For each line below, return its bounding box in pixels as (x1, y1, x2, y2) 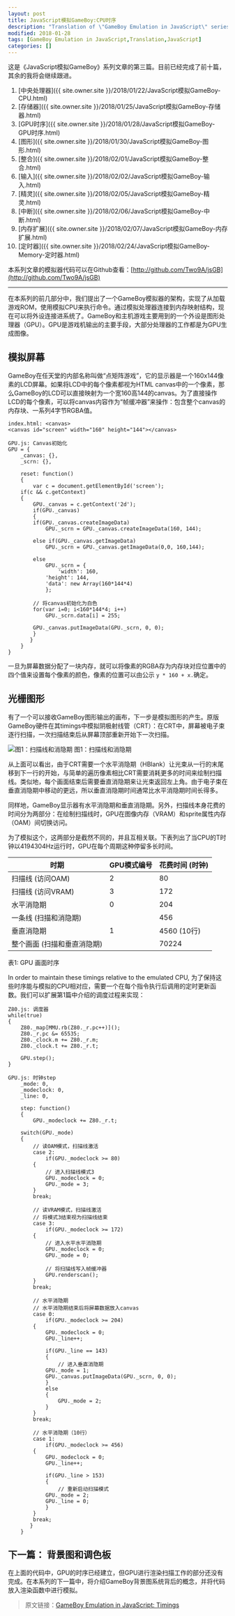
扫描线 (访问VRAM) (11, 887, 75, 897)
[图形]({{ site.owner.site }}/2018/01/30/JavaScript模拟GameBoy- (17, 137, 203, 145)
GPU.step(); (20, 1054, 55, 1061)
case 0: (33, 1310, 55, 1317)
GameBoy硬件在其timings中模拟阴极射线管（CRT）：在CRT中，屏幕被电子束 (8, 721, 225, 730)
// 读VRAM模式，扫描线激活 (33, 1206, 102, 1213)
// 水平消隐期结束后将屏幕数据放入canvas (33, 1304, 139, 1312)
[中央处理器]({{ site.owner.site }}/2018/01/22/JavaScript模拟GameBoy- (17, 87, 221, 94)
